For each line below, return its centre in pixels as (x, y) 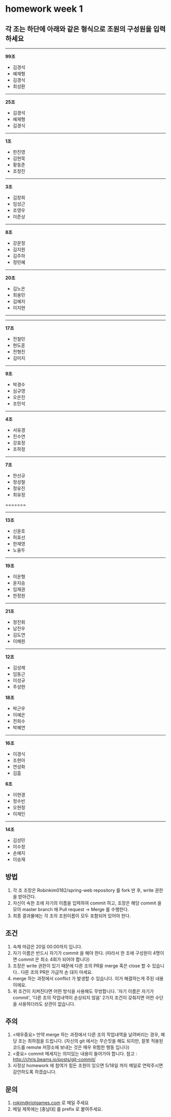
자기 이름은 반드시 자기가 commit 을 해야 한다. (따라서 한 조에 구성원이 (82, 953)
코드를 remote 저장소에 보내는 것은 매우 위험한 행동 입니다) (71, 1047)
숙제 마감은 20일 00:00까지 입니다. (47, 946)
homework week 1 (44, 9)
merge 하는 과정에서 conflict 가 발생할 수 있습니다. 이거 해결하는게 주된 (83, 978)
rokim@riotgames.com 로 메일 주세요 (51, 1103)
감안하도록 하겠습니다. (35, 1072)
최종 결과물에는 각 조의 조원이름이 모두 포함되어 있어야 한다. (72, 916)
